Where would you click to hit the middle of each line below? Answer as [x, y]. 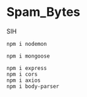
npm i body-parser [33, 86]
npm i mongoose [28, 56]
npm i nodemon [27, 44]
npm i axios [23, 80]
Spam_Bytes [43, 12]
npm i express [27, 68]
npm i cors [22, 74]
